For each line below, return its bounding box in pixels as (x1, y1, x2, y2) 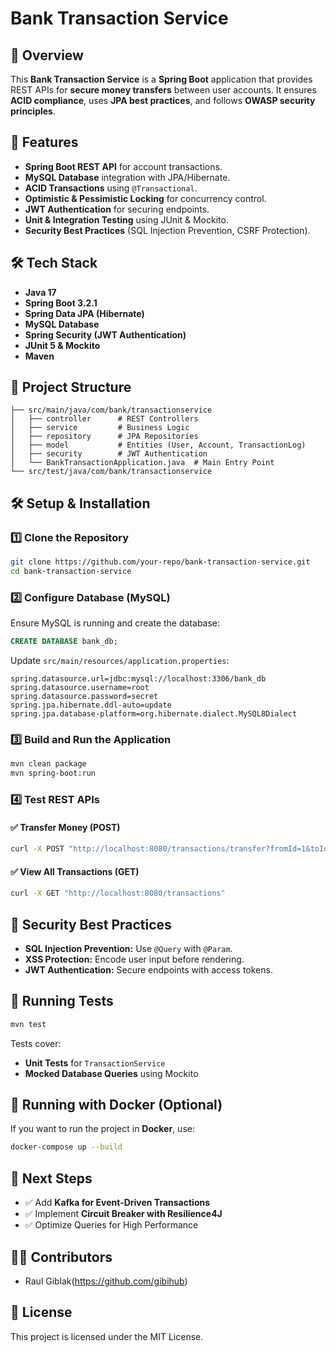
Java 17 (24, 286, 57, 298)
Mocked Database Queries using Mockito (24, 1067, 199, 1079)
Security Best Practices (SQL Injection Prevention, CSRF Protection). (24, 224, 311, 236)
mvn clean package (10, 759, 87, 769)
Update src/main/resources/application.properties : (10, 655, 230, 667)
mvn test (10, 1019, 47, 1029)
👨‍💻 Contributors (10, 1248, 113, 1266)
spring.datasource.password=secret (10, 692, 159, 702)
